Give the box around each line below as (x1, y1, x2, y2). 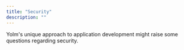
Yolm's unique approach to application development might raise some (6, 30, 178, 37)
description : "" (6, 14, 47, 20)
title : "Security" (6, 8, 52, 15)
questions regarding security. (6, 37, 79, 44)
